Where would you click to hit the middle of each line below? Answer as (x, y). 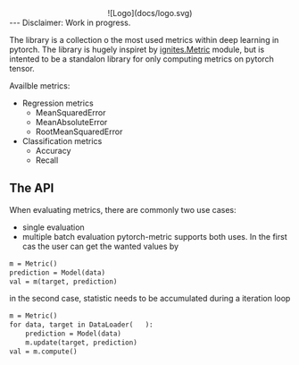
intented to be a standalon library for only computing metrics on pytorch (142, 59)
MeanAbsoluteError (71, 122)
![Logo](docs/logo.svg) (150, 13)
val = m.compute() (43, 352)
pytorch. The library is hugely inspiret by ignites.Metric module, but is (137, 49)
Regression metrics (58, 103)
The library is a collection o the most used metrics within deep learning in (144, 40)
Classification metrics (62, 141)
